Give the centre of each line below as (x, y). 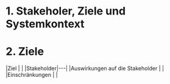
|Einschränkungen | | (32, 75)
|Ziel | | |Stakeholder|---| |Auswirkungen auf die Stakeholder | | (85, 68)
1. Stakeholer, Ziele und (66, 11)
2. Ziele (25, 52)
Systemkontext (45, 24)
